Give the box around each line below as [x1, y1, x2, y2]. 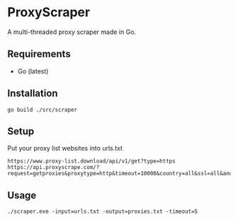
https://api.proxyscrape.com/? [7, 164, 100, 171]
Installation [7, 88, 58, 100]
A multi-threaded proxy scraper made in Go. [7, 28, 137, 36]
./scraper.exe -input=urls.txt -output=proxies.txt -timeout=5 [7, 208, 198, 216]
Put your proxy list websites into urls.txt [7, 144, 123, 153]
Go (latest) [17, 66, 49, 75]
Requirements [7, 48, 71, 60]
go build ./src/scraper [7, 106, 78, 113]
